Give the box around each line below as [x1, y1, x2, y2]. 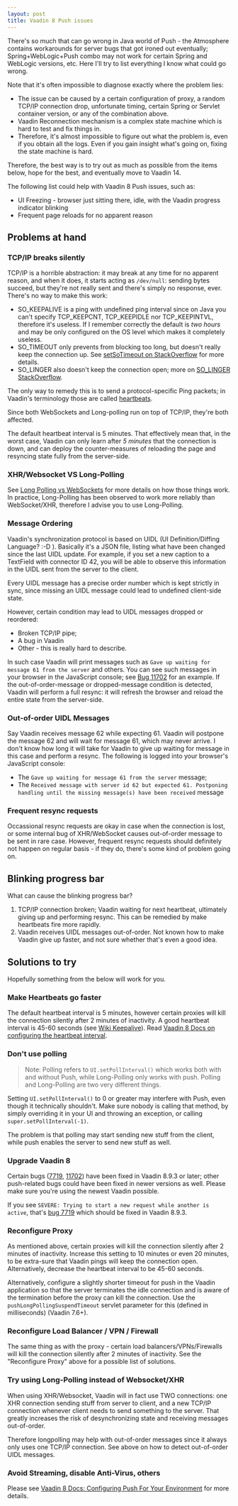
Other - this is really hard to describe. [17, 644, 127, 652]
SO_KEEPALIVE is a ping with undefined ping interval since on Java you [17, 305, 227, 314]
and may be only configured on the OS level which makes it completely [17, 328, 225, 336]
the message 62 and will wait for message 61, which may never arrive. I [7, 737, 216, 745]
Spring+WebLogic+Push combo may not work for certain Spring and [7, 51, 208, 60]
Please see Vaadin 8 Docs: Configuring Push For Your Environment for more [7, 1484, 229, 1493]
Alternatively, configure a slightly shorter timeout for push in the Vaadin [7, 1278, 216, 1287]
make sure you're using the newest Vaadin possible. [7, 1187, 159, 1195]
